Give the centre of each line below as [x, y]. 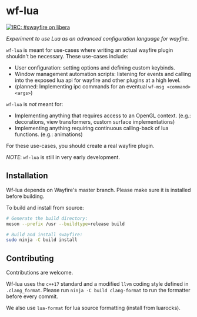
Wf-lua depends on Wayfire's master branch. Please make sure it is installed [98, 190]
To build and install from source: [45, 207]
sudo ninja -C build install [42, 240]
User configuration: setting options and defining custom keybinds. [95, 67]
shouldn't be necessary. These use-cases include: [67, 56]
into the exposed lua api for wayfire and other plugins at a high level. [98, 80]
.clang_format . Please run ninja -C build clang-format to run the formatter [98, 290]
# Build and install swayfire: [44, 235]
